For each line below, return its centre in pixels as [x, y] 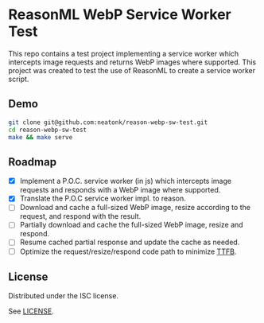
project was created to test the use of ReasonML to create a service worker [132, 70]
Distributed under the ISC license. [64, 296]
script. [19, 79]
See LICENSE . [31, 311]
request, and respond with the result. [80, 216]
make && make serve [41, 137]
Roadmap [33, 162]
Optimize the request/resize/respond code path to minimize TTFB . [128, 251]
